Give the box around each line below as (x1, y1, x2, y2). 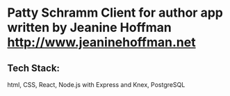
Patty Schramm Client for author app (7, 5, 224, 21)
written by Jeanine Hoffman (7, 19, 172, 35)
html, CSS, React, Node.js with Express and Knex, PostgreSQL (7, 81, 186, 88)
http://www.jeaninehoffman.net (7, 35, 196, 50)
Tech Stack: (7, 62, 60, 74)
